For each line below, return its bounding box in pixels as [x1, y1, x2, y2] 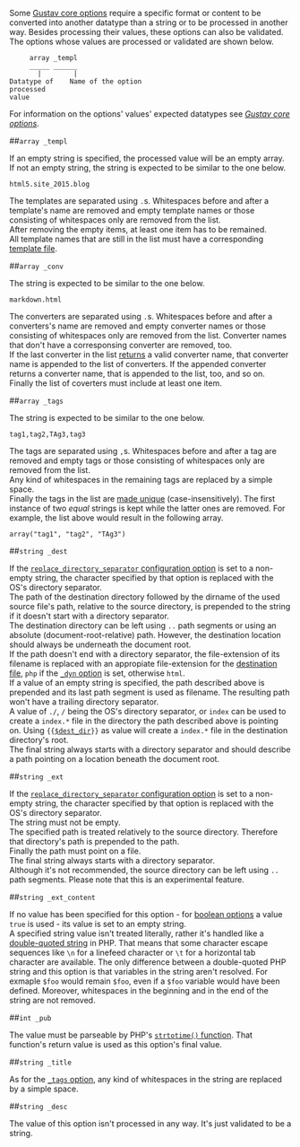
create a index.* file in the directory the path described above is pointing [9, 715, 279, 726]
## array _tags [9, 395, 64, 406]
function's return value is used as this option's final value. [9, 1039, 222, 1049]
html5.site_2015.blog [9, 179, 90, 188]
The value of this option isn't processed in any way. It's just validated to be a [9, 1118, 292, 1129]
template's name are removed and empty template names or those [9, 206, 255, 215]
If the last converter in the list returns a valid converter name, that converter [9, 349, 289, 360]
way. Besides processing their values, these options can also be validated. [9, 27, 284, 37]
